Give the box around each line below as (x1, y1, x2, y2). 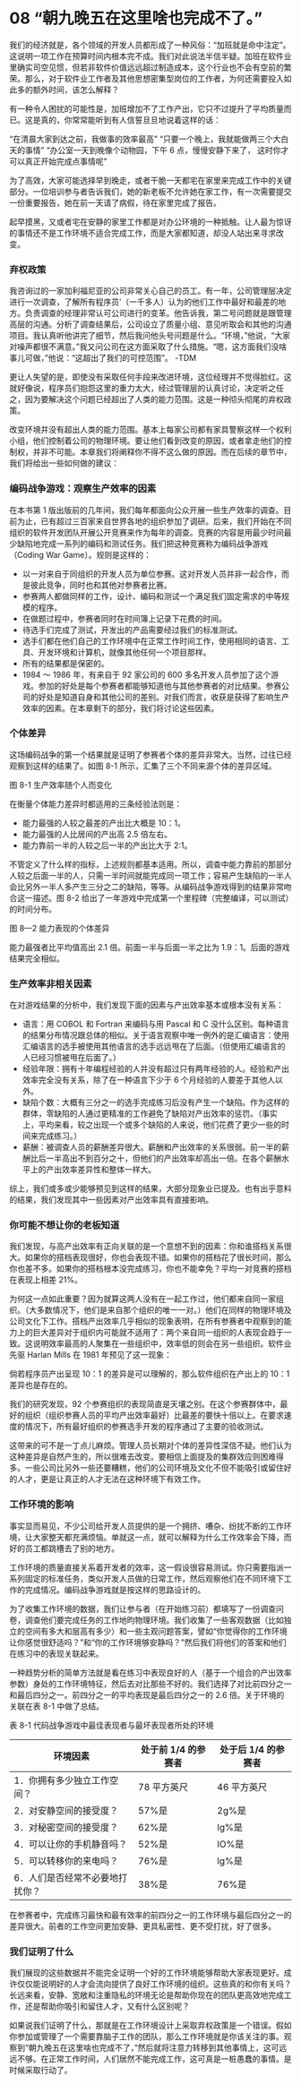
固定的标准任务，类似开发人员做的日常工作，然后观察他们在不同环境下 (24, 1573, 284, 1583)
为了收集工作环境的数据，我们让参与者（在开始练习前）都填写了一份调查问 (9, 1603, 284, 1614)
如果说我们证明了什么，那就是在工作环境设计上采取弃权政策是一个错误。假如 (9, 2020, 292, 2031)
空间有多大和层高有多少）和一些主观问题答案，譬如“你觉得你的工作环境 (24, 1625, 288, 1636)
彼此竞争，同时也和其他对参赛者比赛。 (30, 579, 172, 590)
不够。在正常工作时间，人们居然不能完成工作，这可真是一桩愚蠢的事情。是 (16, 2054, 292, 2064)
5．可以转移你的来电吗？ (13, 1855, 119, 1867)
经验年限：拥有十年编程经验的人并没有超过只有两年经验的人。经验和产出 (21, 1063, 289, 1075)
